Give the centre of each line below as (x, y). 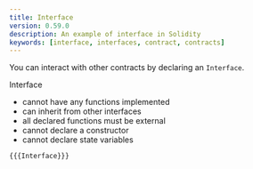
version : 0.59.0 (39, 26)
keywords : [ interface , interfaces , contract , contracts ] (117, 42)
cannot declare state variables (78, 140)
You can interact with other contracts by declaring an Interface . (127, 68)
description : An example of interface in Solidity (105, 34)
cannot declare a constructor (75, 131)
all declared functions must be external (94, 121)
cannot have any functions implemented (96, 102)
